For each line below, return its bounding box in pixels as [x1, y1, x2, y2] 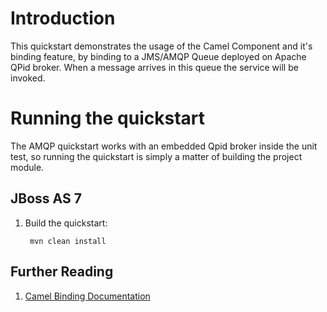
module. [10, 161, 45, 173]
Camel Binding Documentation [24, 290, 151, 302]
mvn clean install [29, 236, 107, 246]
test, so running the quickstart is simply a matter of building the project [10, 150, 303, 162]
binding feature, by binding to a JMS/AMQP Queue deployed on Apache [10, 50, 307, 62]
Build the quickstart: [24, 217, 108, 229]
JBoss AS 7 [10, 190, 82, 207]
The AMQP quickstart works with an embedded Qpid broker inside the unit [10, 140, 318, 152]
